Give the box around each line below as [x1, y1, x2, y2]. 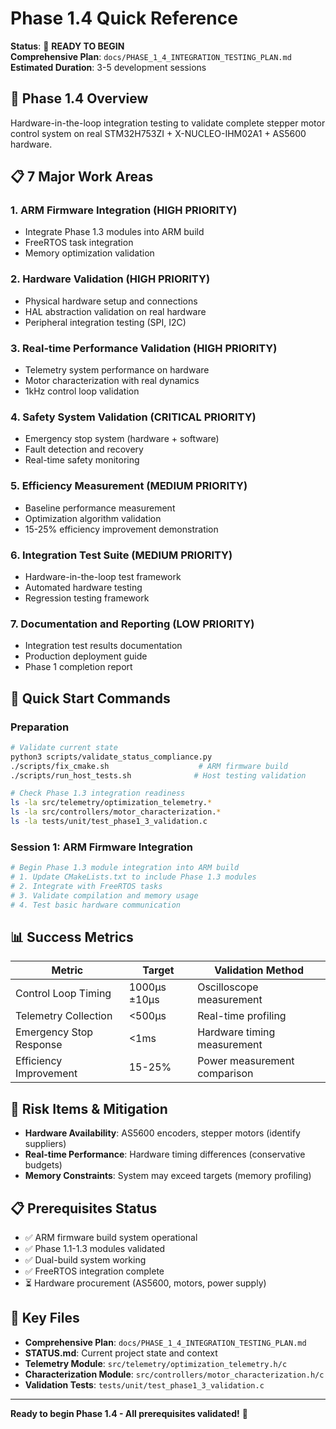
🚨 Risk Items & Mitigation [10, 1100, 168, 1117]
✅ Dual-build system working [24, 1254, 147, 1266]
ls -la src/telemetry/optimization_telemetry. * [10, 798, 213, 808]
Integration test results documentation [24, 640, 183, 652]
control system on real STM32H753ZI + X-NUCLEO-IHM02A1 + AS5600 [10, 127, 307, 139]
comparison [197, 1067, 254, 1081]
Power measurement [197, 1054, 295, 1068]
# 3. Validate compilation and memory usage [10, 890, 199, 901]
